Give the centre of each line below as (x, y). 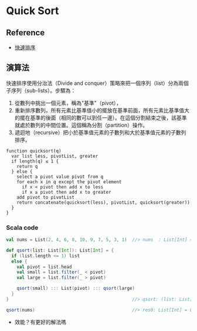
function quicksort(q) (34, 151)
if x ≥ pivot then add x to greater (66, 192)
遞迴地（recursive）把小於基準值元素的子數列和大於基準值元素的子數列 (100, 132)
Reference (26, 33)
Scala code (22, 227)
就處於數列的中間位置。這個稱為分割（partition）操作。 (81, 125)
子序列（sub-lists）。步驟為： (41, 90)
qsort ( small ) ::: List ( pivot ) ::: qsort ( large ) (76, 289)
